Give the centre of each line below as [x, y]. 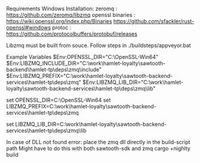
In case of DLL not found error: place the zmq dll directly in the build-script [98, 142]
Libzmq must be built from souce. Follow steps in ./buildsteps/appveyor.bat [99, 45]
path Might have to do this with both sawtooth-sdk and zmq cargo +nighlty [99, 148]
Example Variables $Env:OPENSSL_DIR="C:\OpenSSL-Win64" [82, 57]
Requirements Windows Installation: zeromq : [62, 9]
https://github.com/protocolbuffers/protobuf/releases [72, 34]
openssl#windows [29, 27]
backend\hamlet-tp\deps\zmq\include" [54, 70]
